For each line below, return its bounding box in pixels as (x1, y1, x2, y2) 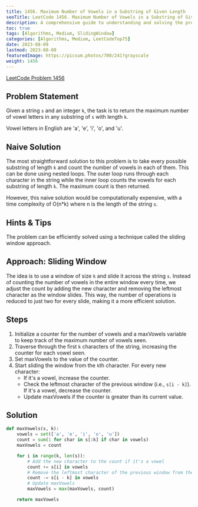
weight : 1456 (6, 58, 38, 64)
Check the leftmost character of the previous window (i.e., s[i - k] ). (23, 381, 191, 388)
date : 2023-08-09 (6, 42, 49, 48)
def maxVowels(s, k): (6, 426, 60, 432)
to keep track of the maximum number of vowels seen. (14, 336, 147, 343)
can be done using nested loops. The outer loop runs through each (6, 170, 169, 177)
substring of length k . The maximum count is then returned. (6, 183, 150, 190)
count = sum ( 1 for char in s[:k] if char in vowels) (16, 437, 149, 443)
